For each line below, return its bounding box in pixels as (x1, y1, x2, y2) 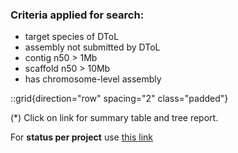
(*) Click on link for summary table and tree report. (10, 112, 219, 124)
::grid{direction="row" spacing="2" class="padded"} (10, 93, 229, 105)
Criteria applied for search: (10, 8, 145, 22)
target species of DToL (24, 31, 120, 43)
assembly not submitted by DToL (24, 41, 161, 53)
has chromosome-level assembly (24, 73, 162, 85)
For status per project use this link (10, 131, 153, 143)
